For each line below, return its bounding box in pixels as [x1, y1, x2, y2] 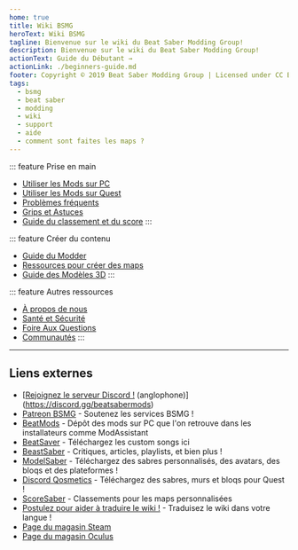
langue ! [21, 512, 52, 522]
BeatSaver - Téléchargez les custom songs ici [21, 436, 191, 447]
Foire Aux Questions [21, 322, 97, 333]
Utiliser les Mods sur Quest [21, 187, 122, 198]
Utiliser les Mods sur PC [21, 178, 111, 189]
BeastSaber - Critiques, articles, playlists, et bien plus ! [21, 445, 223, 457]
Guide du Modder [21, 250, 87, 261]
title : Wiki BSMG [9, 21, 74, 30]
